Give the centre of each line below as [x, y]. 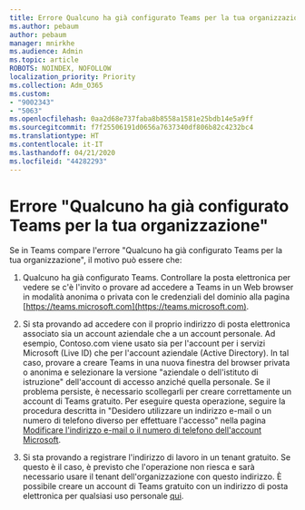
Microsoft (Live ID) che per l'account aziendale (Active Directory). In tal [156, 353]
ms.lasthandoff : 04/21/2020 [63, 152]
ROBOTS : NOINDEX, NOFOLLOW [60, 69]
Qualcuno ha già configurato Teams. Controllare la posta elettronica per [157, 278]
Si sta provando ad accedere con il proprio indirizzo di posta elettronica [156, 324]
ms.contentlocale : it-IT [56, 144]
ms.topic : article [44, 60]
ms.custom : [30, 93]
